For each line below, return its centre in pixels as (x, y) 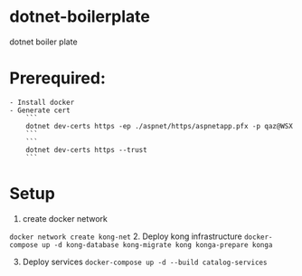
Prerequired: (58, 78)
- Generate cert (40, 110)
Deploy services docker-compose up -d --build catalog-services (145, 262)
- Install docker (42, 102)
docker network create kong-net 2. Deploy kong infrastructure (126, 236)
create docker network (65, 218)
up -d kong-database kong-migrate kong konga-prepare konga (157, 245)
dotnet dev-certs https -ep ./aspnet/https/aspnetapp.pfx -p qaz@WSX (160, 126)
